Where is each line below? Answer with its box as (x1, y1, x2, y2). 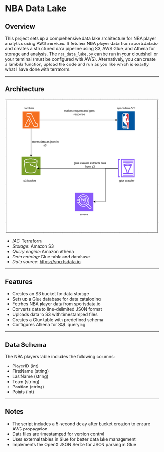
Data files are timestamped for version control (12, 431, 105, 437)
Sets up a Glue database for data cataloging (12, 296, 101, 302)
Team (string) (12, 378, 40, 384)
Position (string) (12, 384, 45, 389)
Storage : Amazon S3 (12, 243, 54, 249)
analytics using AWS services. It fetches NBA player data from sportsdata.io (5, 41, 158, 46)
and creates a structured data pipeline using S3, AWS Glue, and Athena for (5, 46, 155, 51)
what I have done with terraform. (5, 66, 71, 72)
